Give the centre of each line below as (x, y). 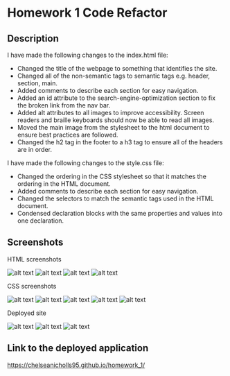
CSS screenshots (32, 286)
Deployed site (27, 313)
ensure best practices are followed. (68, 135)
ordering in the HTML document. (64, 184)
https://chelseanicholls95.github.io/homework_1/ (76, 365)
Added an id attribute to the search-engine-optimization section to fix (116, 98)
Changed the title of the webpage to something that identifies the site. (117, 68)
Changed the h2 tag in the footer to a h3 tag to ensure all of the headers (120, 142)
